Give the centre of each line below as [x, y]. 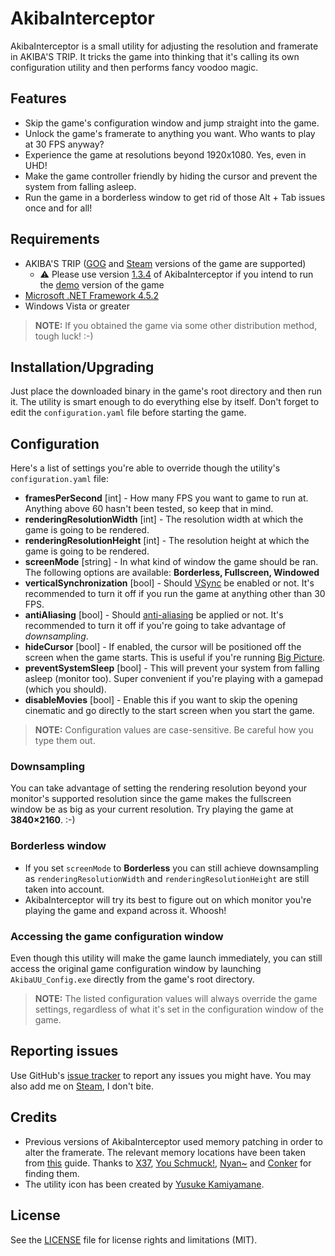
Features [38, 98]
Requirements [55, 239]
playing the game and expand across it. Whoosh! [125, 910]
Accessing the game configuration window [117, 936]
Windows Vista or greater [77, 306]
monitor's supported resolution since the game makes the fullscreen [151, 799]
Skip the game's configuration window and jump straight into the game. [172, 123]
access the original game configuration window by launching [136, 969]
